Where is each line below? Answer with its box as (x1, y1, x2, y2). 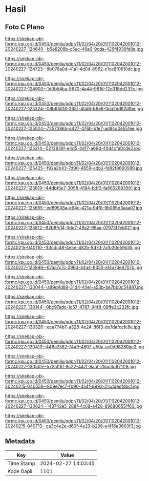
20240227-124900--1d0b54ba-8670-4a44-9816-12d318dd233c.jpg (5, 86, 143, 91)
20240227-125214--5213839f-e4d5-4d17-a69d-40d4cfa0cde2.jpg (5, 146, 141, 151)
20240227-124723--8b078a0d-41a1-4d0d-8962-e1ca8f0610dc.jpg (5, 66, 141, 72)
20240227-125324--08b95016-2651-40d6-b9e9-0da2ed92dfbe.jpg (5, 106, 143, 111)
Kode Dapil (7, 468, 33, 475)
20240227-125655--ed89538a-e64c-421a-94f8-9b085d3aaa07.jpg (5, 205, 143, 210)
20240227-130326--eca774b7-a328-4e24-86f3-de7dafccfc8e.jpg (5, 324, 141, 330)
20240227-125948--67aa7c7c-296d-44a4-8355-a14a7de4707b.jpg (5, 265, 142, 270)
